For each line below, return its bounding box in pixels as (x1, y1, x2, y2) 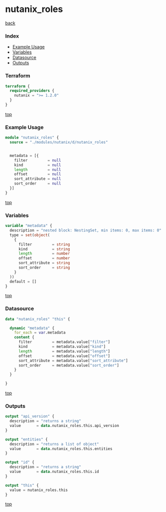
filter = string (18, 241, 70, 247)
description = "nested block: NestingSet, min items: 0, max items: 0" (9, 228, 162, 233)
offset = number (18, 256, 70, 261)
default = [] (9, 279, 37, 284)
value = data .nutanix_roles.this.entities (9, 446, 113, 451)
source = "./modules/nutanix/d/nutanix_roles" (9, 140, 108, 145)
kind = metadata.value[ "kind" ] (18, 344, 106, 349)
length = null (14, 167, 61, 172)
